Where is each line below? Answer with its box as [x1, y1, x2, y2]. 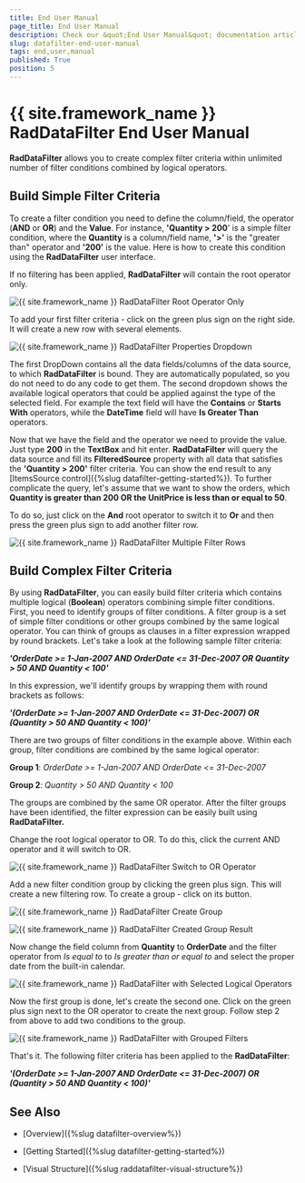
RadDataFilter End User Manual [9, 123, 250, 144]
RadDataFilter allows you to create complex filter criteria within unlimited [9, 152, 283, 164]
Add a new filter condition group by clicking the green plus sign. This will [9, 879, 281, 890]
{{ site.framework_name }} [9, 104, 217, 124]
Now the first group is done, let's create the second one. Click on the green [9, 996, 291, 1007]
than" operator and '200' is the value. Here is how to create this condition [9, 242, 286, 253]
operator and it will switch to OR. [9, 844, 132, 855]
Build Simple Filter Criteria [9, 188, 161, 204]
